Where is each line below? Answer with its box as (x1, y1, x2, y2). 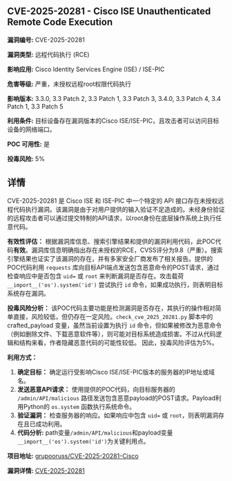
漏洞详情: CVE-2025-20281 (7, 466, 85, 475)
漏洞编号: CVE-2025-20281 (7, 35, 85, 44)
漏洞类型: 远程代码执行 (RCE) (7, 50, 90, 58)
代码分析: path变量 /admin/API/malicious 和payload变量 (17, 428, 173, 437)
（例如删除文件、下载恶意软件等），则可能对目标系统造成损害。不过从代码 (7, 329, 216, 338)
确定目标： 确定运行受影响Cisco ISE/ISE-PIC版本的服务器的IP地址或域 (17, 367, 215, 376)
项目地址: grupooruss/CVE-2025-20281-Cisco (7, 451, 139, 460)
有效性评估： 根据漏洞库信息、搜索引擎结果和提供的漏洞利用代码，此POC (7, 237, 215, 245)
